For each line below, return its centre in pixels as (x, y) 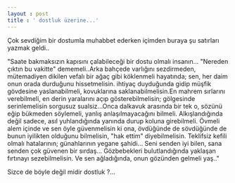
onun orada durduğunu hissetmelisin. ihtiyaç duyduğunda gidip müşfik (109, 83)
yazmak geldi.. (28, 48)
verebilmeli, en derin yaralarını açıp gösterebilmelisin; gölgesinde (101, 98)
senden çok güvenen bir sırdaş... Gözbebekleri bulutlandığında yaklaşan (112, 151)
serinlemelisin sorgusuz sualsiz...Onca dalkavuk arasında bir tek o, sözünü (115, 106)
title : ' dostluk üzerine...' (53, 20)
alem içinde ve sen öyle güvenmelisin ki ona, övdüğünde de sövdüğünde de (117, 128)
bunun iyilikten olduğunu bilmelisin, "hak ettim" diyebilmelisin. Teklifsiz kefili (117, 136)
